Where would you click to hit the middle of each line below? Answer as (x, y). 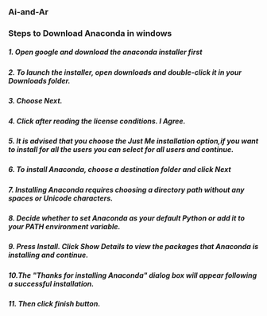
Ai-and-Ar (29, 12)
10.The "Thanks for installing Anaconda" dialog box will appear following (133, 275)
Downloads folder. (39, 80)
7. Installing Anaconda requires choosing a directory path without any (126, 189)
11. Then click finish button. (54, 304)
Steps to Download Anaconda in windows (90, 33)
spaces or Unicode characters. (61, 198)
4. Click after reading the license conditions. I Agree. (97, 121)
